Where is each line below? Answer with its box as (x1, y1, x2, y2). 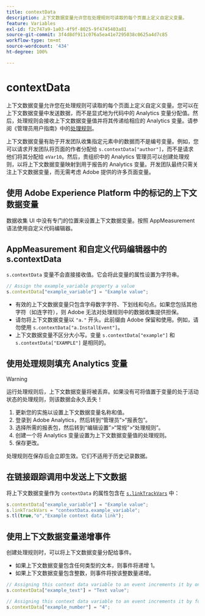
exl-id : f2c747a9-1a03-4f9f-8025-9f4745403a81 (6, 26, 127, 32)
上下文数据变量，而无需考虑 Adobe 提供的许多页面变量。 (11, 168, 154, 175)
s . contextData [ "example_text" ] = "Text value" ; (6, 587, 130, 593)
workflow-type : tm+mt (6, 37, 62, 43)
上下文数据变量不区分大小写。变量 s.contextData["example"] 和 (15, 331, 175, 339)
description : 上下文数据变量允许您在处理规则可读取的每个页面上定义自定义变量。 (6, 15, 187, 21)
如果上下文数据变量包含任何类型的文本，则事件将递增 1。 (15, 562, 159, 569)
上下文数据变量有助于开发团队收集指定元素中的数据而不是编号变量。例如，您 (6, 137, 199, 145)
